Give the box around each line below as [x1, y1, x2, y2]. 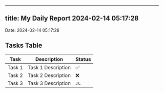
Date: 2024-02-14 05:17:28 [5, 27, 60, 33]
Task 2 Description [27, 72, 71, 78]
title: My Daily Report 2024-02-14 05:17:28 [5, 14, 139, 22]
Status [75, 56, 91, 62]
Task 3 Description [27, 80, 71, 87]
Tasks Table [5, 41, 42, 50]
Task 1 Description [27, 64, 71, 71]
